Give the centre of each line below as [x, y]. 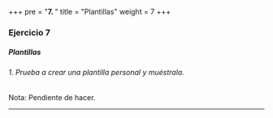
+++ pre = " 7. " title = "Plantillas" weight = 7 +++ [90, 12]
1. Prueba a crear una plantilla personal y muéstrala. [96, 72]
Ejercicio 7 [29, 32]
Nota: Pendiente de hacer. [52, 97]
